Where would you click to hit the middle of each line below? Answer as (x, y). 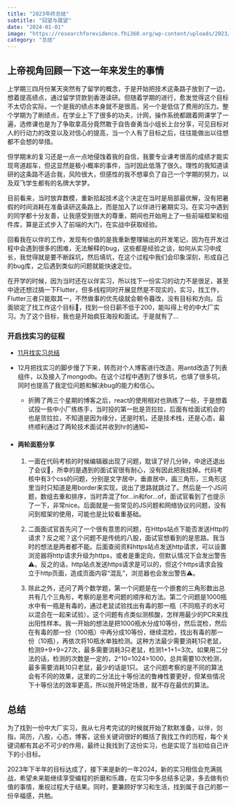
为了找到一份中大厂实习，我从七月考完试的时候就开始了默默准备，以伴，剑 (115, 728)
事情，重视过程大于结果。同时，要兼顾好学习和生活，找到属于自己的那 (121, 787)
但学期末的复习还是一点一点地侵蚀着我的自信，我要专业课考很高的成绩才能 (115, 157)
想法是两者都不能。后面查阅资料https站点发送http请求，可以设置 (133, 547)
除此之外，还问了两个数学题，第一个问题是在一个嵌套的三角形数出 (123, 588)
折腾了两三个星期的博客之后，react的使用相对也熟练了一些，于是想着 (128, 401)
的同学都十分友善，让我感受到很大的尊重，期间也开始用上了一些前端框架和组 (118, 215)
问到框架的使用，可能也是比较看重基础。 (86, 514)
